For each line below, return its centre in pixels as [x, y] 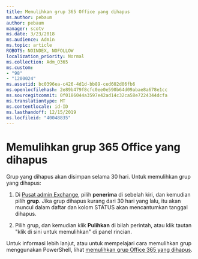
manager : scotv [25, 28]
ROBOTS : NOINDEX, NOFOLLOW [40, 51]
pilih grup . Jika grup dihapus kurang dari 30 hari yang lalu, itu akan [98, 201]
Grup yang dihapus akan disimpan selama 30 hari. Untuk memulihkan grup [98, 177]
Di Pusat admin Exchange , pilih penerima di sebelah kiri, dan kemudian [103, 195]
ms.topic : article [29, 46]
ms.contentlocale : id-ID [37, 106]
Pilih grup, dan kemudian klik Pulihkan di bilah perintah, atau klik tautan [103, 225]
